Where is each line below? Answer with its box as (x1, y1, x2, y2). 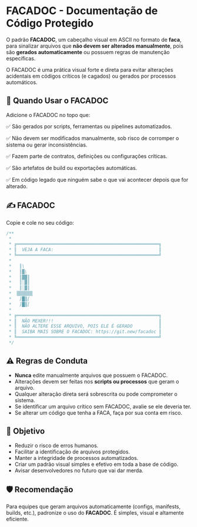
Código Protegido (6, 16, 94, 30)
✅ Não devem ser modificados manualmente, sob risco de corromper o (6, 134, 179, 142)
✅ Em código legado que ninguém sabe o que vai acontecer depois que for (6, 176, 189, 183)
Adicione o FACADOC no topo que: (6, 111, 91, 118)
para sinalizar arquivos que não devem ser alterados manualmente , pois (6, 42, 183, 49)
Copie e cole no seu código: (6, 219, 75, 226)
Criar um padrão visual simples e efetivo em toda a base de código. (14, 461, 179, 468)
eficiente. (6, 516, 29, 523)
